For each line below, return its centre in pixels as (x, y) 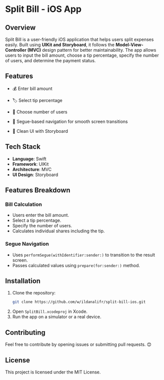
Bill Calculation (24, 204)
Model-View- (130, 45)
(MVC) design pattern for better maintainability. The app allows (92, 50)
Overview (21, 28)
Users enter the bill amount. (41, 215)
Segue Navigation (27, 244)
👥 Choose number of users (40, 112)
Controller (16, 50)
